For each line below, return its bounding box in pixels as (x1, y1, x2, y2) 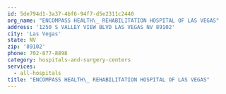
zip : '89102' (7, 43, 46, 50)
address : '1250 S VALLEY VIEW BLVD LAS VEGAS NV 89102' (7, 23, 175, 30)
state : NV (7, 37, 37, 44)
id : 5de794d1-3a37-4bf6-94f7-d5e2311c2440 (7, 10, 134, 18)
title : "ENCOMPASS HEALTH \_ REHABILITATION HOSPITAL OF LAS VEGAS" (7, 76, 210, 83)
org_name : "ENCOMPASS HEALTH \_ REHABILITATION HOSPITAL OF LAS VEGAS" (7, 17, 220, 24)
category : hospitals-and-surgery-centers (7, 57, 131, 64)
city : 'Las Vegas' (7, 30, 61, 37)
